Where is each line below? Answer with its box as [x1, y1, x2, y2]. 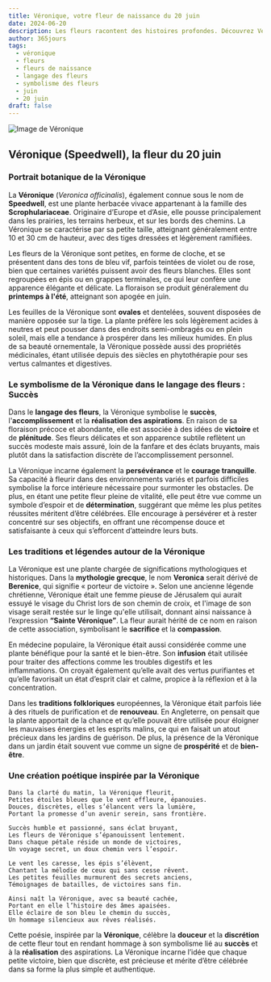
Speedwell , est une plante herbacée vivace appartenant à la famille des [8, 199, 248, 208]
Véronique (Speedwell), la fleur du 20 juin [8, 147, 222, 162]
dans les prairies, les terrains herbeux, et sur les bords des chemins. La [8, 216, 246, 225]
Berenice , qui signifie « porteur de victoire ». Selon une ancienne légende [8, 581, 254, 591]
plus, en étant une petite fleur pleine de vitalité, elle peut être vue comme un [8, 492, 262, 501]
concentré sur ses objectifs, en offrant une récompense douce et [8, 518, 225, 527]
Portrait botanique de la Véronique [8, 171, 147, 183]
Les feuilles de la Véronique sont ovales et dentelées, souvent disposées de [8, 307, 261, 317]
